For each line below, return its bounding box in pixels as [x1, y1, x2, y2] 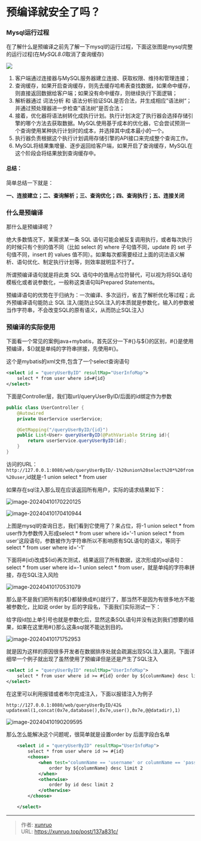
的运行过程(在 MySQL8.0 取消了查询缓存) [6, 50, 105, 58]
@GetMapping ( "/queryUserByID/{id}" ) [17, 427, 109, 433]
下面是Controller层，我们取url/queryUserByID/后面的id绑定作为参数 [6, 393, 172, 400]
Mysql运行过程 [6, 28, 50, 37]
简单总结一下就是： [6, 179, 54, 186]
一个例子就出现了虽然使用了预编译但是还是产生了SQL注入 [16, 655, 159, 662]
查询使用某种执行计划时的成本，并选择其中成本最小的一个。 [20, 127, 167, 134]
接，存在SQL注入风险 [6, 571, 59, 578]
